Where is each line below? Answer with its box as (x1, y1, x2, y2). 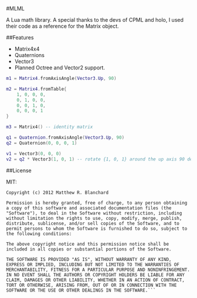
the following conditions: (6, 230, 72, 237)
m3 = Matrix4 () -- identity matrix (6, 124, 93, 130)
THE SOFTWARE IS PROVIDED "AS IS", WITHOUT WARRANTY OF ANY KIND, (6, 256, 172, 262)
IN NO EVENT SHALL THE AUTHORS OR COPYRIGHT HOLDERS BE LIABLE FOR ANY (6, 272, 185, 278)
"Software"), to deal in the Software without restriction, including (6, 210, 182, 216)
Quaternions (14, 52, 45, 58)
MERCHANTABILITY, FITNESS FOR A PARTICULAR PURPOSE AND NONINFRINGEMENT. (6, 267, 191, 273)
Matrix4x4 (14, 45, 40, 52)
